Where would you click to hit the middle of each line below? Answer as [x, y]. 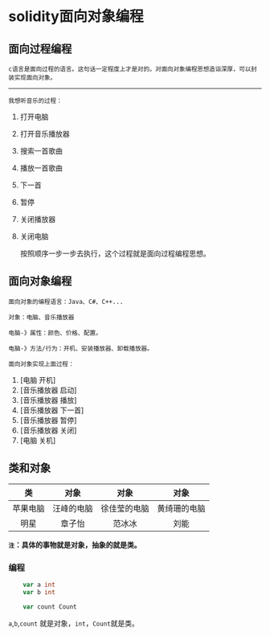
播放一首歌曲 [41, 168]
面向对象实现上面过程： [41, 364]
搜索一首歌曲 [41, 151]
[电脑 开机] [38, 380]
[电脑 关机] [38, 440]
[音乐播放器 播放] [48, 400]
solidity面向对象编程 [76, 16]
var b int [39, 592]
